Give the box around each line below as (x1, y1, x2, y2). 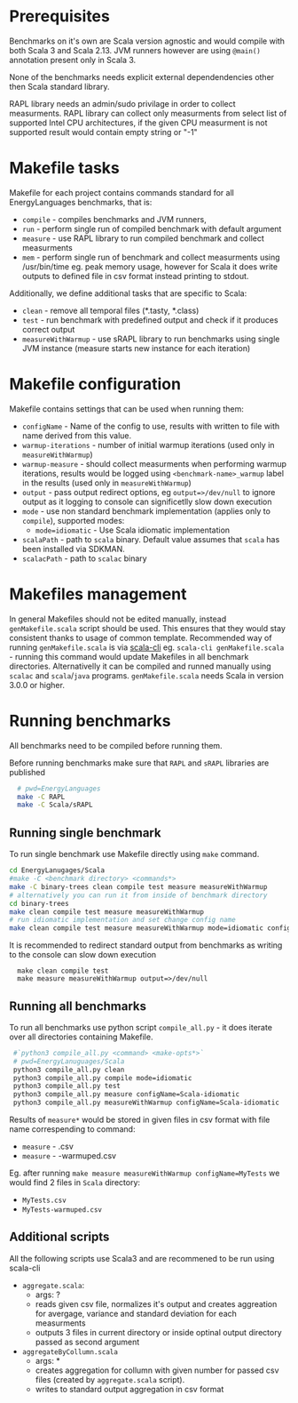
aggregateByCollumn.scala (21, 1347, 118, 1357)
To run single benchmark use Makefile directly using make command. (9, 849, 260, 860)
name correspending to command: (9, 1124, 136, 1134)
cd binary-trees (9, 899, 69, 908)
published (9, 766, 46, 777)
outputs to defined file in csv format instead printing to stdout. (21, 270, 249, 281)
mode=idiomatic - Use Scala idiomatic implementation (35, 525, 231, 535)
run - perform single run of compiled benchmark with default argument (21, 223, 282, 234)
